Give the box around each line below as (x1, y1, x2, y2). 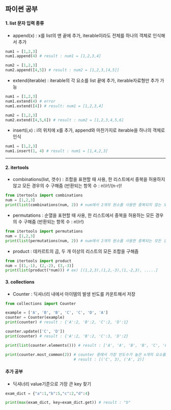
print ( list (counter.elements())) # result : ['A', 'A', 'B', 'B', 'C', (5, 343, 160, 348)
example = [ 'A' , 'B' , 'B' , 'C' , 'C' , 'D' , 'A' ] (5, 310, 108, 315)
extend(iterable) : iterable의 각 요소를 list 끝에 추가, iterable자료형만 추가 (12, 78, 159, 84)
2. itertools (5, 164, 29, 170)
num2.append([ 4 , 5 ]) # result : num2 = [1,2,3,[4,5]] (5, 68, 120, 73)
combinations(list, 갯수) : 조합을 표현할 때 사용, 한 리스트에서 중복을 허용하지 (12, 176, 165, 183)
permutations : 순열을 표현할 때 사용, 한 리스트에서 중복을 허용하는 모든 (12, 212, 154, 218)
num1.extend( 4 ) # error (5, 98, 56, 104)
